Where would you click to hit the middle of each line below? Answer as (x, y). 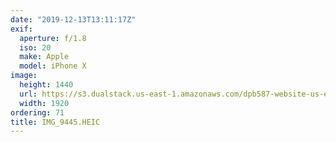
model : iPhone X (53, 66)
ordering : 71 (37, 112)
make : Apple (44, 57)
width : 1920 (44, 103)
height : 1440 (46, 85)
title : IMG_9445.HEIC (55, 122)
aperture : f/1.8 (53, 38)
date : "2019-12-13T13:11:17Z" (73, 19)
